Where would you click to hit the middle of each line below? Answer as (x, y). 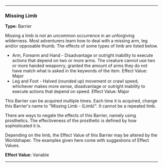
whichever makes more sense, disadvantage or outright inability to (79, 86)
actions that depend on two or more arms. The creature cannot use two (83, 61)
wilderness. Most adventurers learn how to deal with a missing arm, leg (76, 41)
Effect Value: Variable (27, 155)
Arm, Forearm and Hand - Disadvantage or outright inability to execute (82, 55)
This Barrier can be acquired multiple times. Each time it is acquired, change (81, 101)
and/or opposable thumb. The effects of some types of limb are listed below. (81, 46)
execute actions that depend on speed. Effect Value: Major (71, 92)
